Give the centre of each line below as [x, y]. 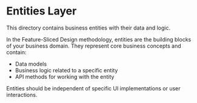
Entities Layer [42, 11]
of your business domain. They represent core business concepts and [94, 46]
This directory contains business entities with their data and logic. [88, 28]
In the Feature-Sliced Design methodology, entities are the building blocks [99, 39]
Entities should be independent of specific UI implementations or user [93, 88]
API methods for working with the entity [65, 76]
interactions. [22, 95]
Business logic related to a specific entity [66, 70]
